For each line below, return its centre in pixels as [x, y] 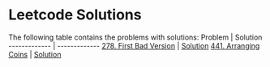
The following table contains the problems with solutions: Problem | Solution [135, 37]
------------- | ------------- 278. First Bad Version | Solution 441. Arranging [134, 45]
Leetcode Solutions [75, 15]
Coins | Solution [35, 54]
